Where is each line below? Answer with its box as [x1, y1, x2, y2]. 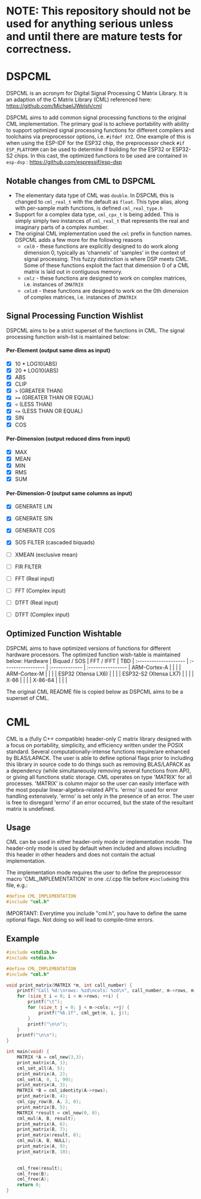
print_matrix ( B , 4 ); [17, 1093, 68, 1100]
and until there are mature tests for [6, 30, 182, 43]
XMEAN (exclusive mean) [14, 551, 78, 558]
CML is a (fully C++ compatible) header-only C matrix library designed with [6, 735, 192, 742]
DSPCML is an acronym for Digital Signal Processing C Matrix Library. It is [6, 90, 188, 97]
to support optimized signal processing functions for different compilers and [6, 127, 194, 134]
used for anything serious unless [6, 17, 173, 31]
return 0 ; [17, 1182, 42, 1188]
